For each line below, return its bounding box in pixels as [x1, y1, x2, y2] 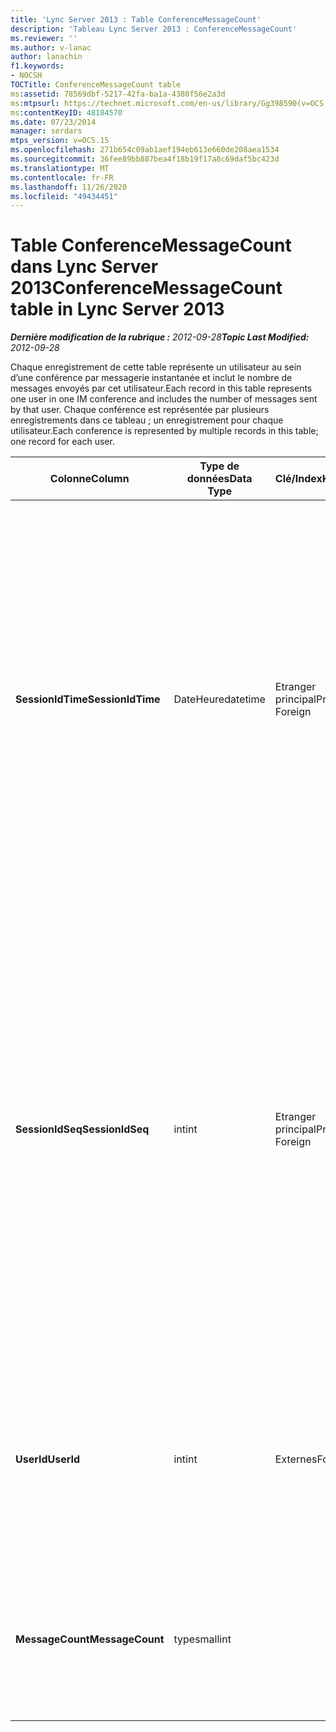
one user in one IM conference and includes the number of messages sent [10, 393, 318, 405]
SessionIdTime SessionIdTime [15, 692, 161, 706]
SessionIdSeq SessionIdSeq [15, 1122, 150, 1136]
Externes [274, 1452, 318, 1466]
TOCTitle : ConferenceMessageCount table [10, 80, 182, 90]
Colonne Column [49, 472, 130, 486]
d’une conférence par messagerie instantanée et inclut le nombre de [10, 372, 293, 384]
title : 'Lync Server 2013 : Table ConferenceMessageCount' [10, 14, 262, 25]
